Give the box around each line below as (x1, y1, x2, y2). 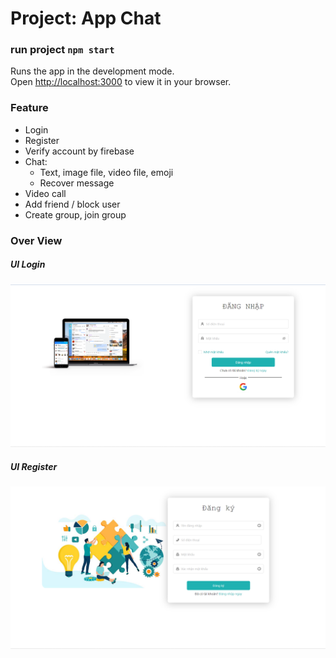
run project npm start (10, 43, 115, 57)
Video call (24, 187, 67, 199)
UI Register (10, 460, 58, 472)
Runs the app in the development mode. (10, 65, 175, 77)
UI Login (10, 258, 46, 271)
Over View (10, 233, 63, 247)
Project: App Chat (10, 7, 162, 30)
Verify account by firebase (24, 145, 135, 157)
